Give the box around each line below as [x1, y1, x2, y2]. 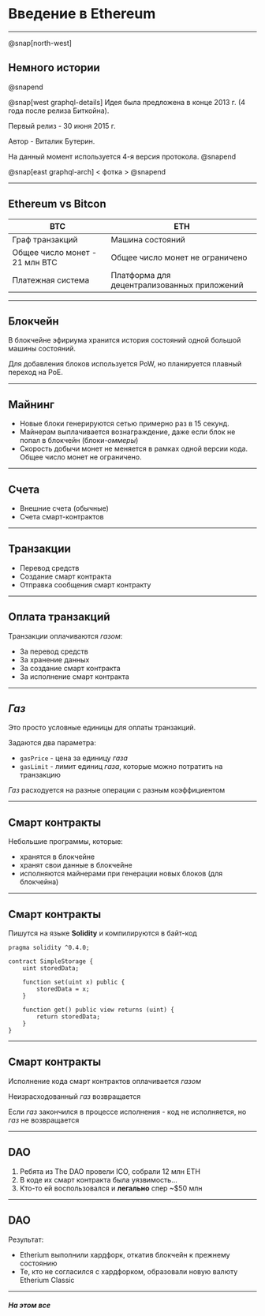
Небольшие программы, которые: [8, 837, 124, 846]
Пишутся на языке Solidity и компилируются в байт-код [8, 928, 197, 938]
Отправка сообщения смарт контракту [19, 579, 151, 589]
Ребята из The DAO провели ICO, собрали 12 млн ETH [19, 1166, 201, 1176]
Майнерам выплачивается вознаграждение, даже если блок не [19, 427, 236, 437]
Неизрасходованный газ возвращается [8, 1091, 141, 1101]
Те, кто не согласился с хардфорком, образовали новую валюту [19, 1266, 238, 1276]
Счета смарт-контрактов [19, 512, 104, 521]
